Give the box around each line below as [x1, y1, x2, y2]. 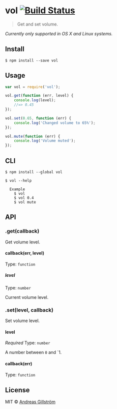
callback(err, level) [5, 250, 44, 256]
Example [9, 187, 26, 192]
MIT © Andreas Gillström [5, 399, 56, 405]
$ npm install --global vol [5, 170, 63, 175]
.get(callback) [5, 228, 40, 234]
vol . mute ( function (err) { [5, 134, 60, 139]
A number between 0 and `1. [5, 350, 62, 355]
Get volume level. [5, 239, 40, 245]
